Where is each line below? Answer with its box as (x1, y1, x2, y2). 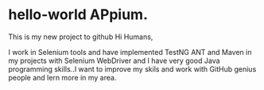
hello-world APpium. (8, 6, 149, 24)
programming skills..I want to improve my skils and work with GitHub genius (8, 64, 257, 73)
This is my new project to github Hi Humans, (8, 32, 153, 41)
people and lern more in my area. (8, 72, 117, 82)
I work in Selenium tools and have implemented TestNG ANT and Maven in (8, 47, 252, 57)
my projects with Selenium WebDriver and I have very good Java (8, 56, 220, 65)
